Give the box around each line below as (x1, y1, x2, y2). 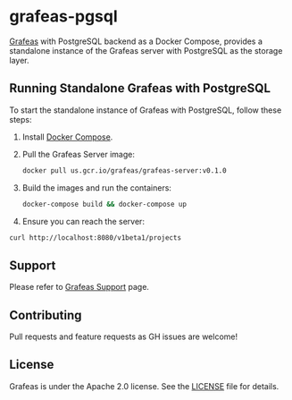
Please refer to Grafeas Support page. (9, 282, 150, 293)
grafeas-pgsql (9, 6, 118, 27)
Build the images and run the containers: (21, 182, 172, 193)
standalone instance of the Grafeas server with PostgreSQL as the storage (9, 45, 283, 55)
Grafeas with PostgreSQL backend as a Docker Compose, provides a (9, 36, 263, 47)
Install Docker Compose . (21, 132, 113, 142)
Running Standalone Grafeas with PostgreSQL (9, 81, 271, 96)
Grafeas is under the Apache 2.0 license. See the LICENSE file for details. (9, 380, 279, 391)
